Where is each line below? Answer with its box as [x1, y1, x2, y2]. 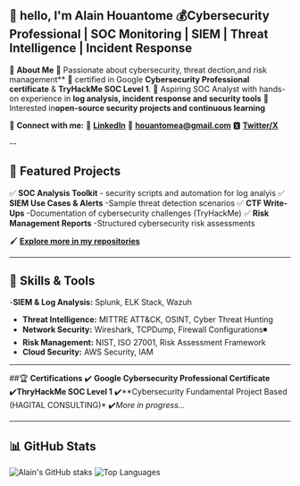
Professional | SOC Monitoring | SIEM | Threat [9, 27, 269, 42]
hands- [258, 83, 286, 94]
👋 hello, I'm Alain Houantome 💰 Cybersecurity [9, 8, 270, 23]
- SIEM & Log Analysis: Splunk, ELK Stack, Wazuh [9, 297, 192, 308]
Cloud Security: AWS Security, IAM [21, 346, 154, 357]
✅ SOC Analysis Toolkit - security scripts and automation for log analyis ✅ [9, 187, 286, 198]
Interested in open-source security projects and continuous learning [9, 102, 266, 113]
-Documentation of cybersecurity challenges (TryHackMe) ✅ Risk [26, 208, 270, 218]
